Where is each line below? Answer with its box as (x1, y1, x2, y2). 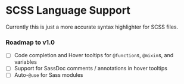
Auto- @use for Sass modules (14, 71, 83, 79)
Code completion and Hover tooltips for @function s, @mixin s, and (14, 52, 174, 59)
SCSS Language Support (5, 4, 130, 17)
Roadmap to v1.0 (5, 38, 55, 46)
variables (14, 58, 37, 66)
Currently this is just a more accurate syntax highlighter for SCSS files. (5, 23, 179, 30)
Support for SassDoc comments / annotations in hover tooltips (14, 65, 168, 72)
